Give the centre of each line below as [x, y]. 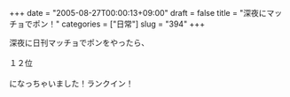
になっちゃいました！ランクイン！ [71, 83]
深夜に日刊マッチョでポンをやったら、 [79, 43]
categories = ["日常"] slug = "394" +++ [133, 24]
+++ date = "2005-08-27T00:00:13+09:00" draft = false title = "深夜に [138, 13]
